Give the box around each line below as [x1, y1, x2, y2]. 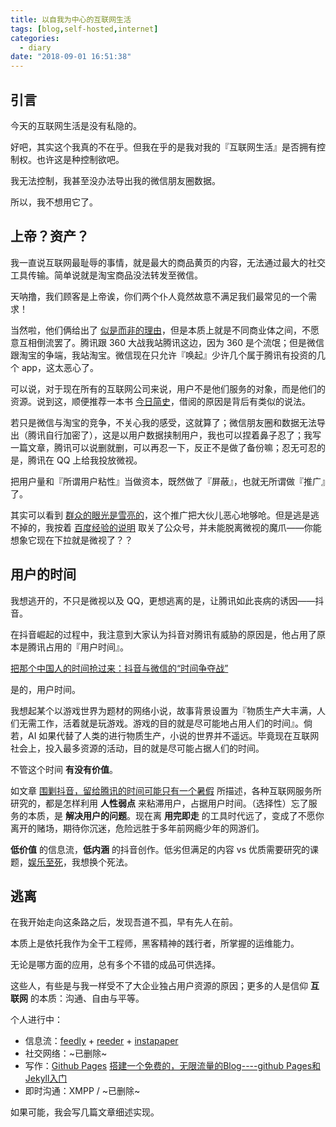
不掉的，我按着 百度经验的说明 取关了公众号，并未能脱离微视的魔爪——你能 [10, 521, 322, 533]
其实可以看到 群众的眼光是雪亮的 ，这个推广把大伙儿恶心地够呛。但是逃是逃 [10, 509, 320, 521]
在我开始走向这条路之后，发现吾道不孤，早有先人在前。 [10, 916, 238, 928]
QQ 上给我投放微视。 [56, 454, 143, 466]
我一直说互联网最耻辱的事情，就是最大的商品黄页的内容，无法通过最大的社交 [10, 256, 326, 268]
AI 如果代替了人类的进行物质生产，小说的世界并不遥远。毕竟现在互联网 [27, 729, 320, 741]
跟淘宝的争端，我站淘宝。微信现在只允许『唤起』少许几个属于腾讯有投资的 [10, 349, 317, 361]
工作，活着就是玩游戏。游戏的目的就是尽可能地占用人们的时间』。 [36, 717, 304, 729]
